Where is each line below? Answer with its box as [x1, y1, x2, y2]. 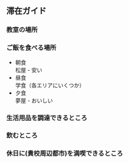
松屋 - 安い [15, 66, 43, 73]
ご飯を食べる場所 [6, 43, 57, 52]
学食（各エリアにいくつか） [15, 81, 85, 89]
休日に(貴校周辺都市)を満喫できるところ [6, 149, 124, 158]
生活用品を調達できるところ [6, 114, 88, 122]
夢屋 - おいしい [15, 96, 54, 104]
